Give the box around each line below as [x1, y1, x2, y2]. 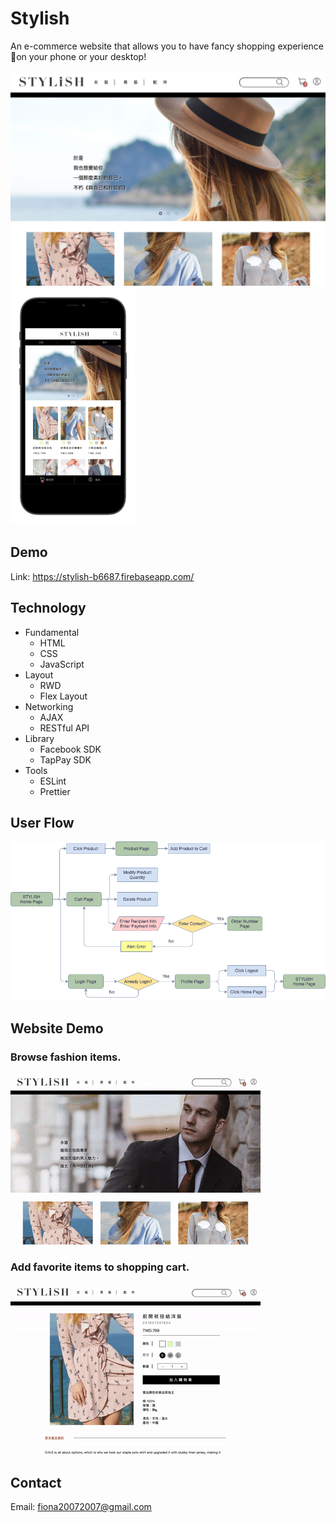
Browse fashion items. [10, 1050, 122, 1064]
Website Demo [10, 1020, 104, 1037]
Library [24, 732, 55, 744]
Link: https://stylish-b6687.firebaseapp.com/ [10, 570, 195, 582]
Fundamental [24, 626, 80, 638]
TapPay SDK [39, 753, 92, 766]
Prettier [39, 785, 71, 797]
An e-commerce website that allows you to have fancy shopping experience [10, 40, 324, 52]
